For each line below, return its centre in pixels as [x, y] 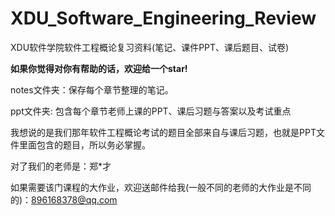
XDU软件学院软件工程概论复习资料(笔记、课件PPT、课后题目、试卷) [150, 47]
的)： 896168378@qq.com [64, 199]
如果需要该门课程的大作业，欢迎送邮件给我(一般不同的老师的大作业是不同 [161, 187]
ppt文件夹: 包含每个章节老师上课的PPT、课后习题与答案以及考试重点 [151, 111]
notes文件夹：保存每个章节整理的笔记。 [92, 89]
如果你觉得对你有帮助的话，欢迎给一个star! [99, 68]
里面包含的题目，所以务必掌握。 [84, 144]
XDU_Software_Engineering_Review [163, 18]
